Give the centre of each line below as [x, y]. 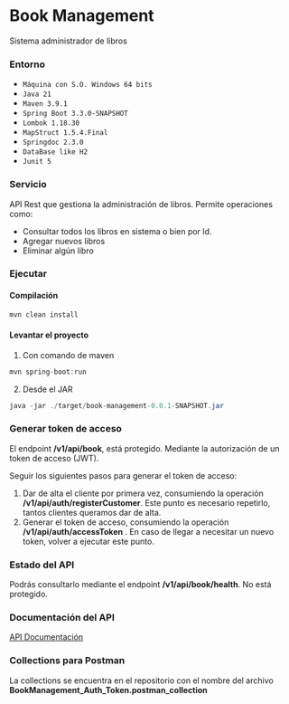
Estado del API [42, 565]
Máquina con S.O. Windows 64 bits [87, 85]
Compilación [34, 296]
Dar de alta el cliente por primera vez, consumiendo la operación [143, 493]
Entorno [27, 64]
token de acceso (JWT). [54, 458]
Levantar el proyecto [49, 335]
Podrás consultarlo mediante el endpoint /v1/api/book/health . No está [140, 585]
